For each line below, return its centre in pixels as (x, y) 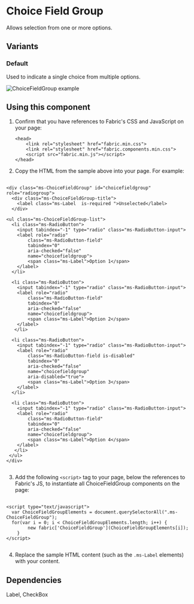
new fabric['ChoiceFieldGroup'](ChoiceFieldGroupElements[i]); (108, 528)
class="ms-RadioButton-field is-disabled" (81, 356)
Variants (22, 46)
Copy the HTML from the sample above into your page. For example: (99, 171)
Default (17, 64)
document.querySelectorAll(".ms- (137, 512)
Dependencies (34, 580)
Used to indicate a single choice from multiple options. (73, 77)
